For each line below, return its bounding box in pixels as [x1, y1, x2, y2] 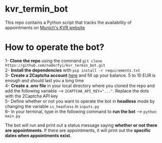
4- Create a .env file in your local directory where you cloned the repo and [5, 83, 155, 89]
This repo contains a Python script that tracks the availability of [5, 19, 132, 25]
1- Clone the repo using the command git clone [5, 57, 102, 64]
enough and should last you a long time [5, 77, 84, 83]
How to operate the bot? [5, 42, 105, 53]
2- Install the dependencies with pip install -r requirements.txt [5, 67, 140, 73]
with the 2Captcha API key [5, 93, 58, 99]
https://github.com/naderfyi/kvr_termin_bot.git [5, 63, 106, 68]
